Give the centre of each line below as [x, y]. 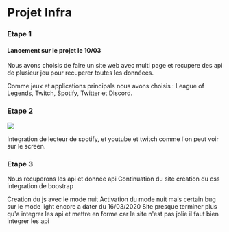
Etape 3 [20, 164]
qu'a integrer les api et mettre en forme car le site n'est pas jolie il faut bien [113, 214]
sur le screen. [26, 146]
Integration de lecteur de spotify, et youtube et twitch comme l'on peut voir [113, 139]
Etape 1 [20, 34]
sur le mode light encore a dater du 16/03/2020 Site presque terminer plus [112, 206]
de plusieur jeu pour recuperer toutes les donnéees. [81, 73]
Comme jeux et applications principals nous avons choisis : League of [106, 86]
